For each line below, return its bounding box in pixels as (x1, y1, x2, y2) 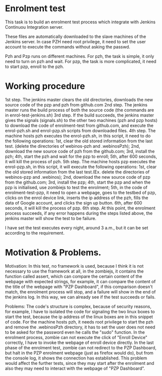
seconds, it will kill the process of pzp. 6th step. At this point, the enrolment (5, 205, 156, 211)
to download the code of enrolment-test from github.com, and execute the (5, 122, 154, 128)
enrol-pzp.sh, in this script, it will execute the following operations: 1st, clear (5, 164, 157, 170)
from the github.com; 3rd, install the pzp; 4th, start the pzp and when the (5, 179, 151, 185)
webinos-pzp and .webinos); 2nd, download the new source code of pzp (5, 174, 150, 180)
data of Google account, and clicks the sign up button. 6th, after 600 (5, 200, 142, 205)
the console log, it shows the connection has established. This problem (5, 355, 147, 361)
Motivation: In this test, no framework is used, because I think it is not (5, 263, 144, 269)
